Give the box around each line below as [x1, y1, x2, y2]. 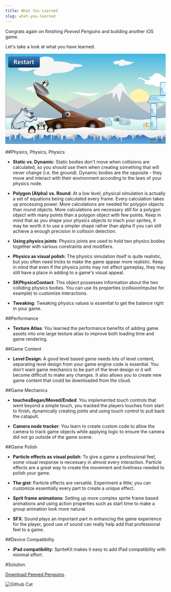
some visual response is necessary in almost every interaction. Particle [12, 459, 162, 465]
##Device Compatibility [5, 537, 54, 542]
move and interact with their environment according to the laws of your [12, 175, 162, 181]
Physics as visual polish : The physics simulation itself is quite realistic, [12, 253, 162, 259]
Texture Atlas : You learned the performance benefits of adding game [12, 325, 159, 331]
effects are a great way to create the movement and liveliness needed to [12, 465, 164, 470]
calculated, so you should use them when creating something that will [12, 164, 159, 170]
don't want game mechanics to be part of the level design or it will [12, 367, 152, 373]
